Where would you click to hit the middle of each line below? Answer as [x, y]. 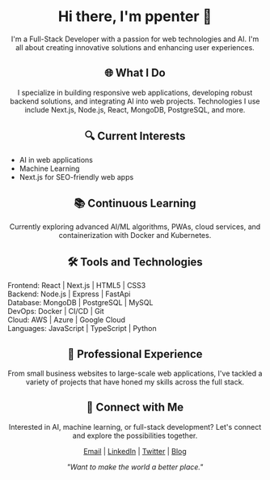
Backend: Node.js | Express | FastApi [69, 294]
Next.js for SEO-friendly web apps [76, 176]
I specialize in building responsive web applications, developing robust [135, 92]
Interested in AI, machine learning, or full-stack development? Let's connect [135, 427]
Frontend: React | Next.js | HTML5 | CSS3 [77, 286]
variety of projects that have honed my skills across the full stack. [135, 382]
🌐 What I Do [135, 73]
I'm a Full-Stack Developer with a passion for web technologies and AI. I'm [135, 39]
